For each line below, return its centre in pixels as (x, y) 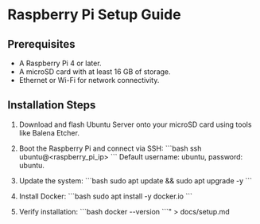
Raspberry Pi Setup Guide (94, 15)
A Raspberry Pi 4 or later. (60, 63)
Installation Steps (52, 105)
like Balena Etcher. (49, 132)
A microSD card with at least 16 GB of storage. (95, 72)
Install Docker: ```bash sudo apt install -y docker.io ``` (105, 196)
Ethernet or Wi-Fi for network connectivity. (89, 80)
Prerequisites (41, 44)
